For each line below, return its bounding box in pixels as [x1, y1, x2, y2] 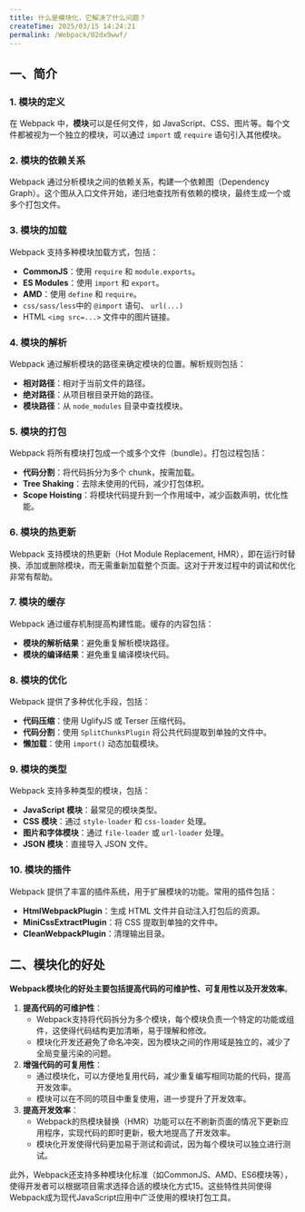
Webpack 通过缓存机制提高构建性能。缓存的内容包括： [9, 618, 215, 629]
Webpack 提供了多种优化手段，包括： [9, 696, 152, 707]
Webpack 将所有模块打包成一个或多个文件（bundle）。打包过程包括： [9, 448, 268, 458]
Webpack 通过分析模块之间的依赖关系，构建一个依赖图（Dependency [9, 176, 270, 187]
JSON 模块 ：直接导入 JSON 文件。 [22, 839, 153, 850]
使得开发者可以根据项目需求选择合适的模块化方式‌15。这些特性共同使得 [9, 1180, 272, 1191]
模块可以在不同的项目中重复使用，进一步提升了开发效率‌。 [35, 1093, 251, 1104]
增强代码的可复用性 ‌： [22, 1059, 103, 1069]
